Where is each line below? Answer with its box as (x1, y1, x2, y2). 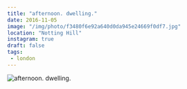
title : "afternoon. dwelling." (7, 10, 98, 17)
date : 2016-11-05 (7, 17, 57, 23)
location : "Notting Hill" (7, 29, 82, 37)
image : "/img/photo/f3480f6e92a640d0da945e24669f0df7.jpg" (7, 23, 181, 30)
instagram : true (7, 36, 54, 43)
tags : (7, 49, 23, 56)
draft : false (7, 42, 45, 49)
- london (10, 55, 36, 62)
